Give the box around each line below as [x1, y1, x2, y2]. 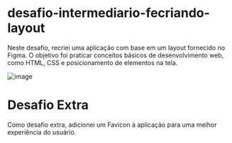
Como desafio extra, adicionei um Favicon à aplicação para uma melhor [7, 120, 217, 129]
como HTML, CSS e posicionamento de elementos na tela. [7, 58, 178, 67]
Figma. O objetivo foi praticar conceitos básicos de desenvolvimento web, [7, 51, 224, 59]
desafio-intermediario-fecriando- [7, 5, 211, 21]
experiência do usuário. [7, 127, 77, 136]
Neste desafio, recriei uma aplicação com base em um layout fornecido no [7, 43, 226, 52]
